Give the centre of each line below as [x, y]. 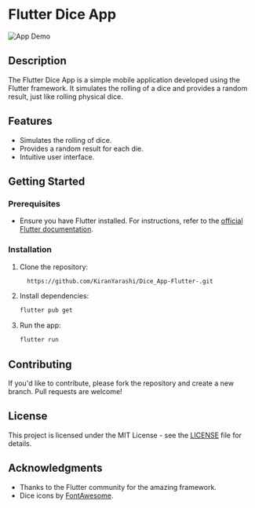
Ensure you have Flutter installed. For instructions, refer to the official [131, 221]
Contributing [40, 364]
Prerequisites [34, 203]
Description [37, 61]
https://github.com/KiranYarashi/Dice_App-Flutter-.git [120, 281]
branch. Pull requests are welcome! [66, 391]
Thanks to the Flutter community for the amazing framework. [118, 487]
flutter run [39, 340]
